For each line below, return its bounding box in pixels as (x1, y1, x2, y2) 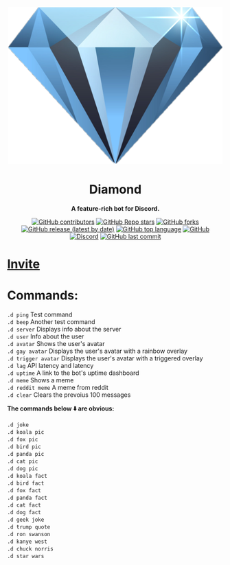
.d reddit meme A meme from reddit (7, 383, 108, 391)
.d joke (7, 422, 30, 428)
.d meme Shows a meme (7, 376, 74, 384)
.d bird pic (7, 443, 41, 450)
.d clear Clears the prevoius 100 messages (7, 391, 131, 399)
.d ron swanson (7, 531, 51, 538)
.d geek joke (7, 516, 45, 523)
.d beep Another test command (7, 317, 95, 325)
